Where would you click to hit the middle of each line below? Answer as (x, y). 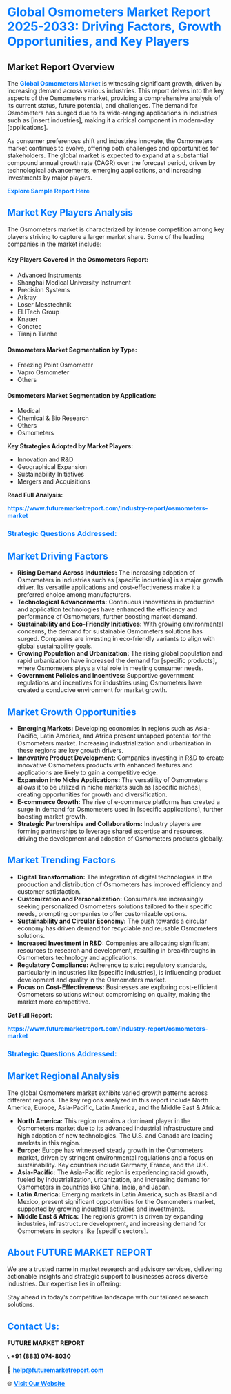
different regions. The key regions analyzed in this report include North (108, 1100)
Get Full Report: (30, 1015)
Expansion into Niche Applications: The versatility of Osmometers (112, 780)
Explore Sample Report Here (48, 191)
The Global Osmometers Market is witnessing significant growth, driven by (114, 83)
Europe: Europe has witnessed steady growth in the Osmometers (110, 1150)
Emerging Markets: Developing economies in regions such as (105, 728)
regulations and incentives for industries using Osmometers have (109, 683)
